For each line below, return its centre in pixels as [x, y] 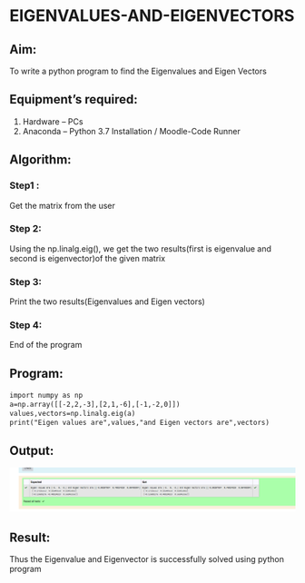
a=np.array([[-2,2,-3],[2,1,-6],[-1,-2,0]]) [95, 405]
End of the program [46, 345]
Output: [32, 450]
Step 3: [26, 282]
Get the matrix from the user [63, 205]
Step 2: [26, 229]
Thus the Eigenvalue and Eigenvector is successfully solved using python [147, 559]
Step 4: [26, 325]
